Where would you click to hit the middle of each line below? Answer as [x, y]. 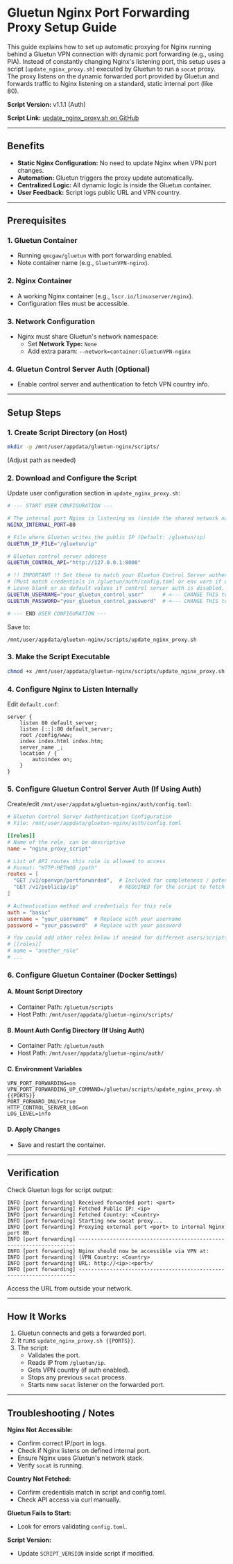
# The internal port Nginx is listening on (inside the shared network [113, 518]
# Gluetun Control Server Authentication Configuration [89, 817]
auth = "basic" [29, 912]
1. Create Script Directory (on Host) [67, 432]
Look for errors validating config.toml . [72, 1527]
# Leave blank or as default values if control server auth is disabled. [116, 588]
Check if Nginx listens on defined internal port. [84, 1451]
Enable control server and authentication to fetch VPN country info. [113, 384]
